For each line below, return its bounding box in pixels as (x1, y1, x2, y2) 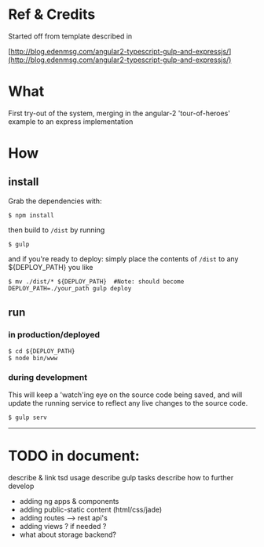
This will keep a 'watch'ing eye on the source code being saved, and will (8, 390, 243, 399)
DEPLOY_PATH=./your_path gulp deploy (8, 284, 132, 292)
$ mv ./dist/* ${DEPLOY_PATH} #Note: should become (8, 277, 185, 286)
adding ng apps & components (19, 496, 119, 505)
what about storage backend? (19, 530, 116, 539)
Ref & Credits (8, 5, 96, 24)
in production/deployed (8, 330, 101, 341)
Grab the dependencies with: (8, 196, 102, 206)
